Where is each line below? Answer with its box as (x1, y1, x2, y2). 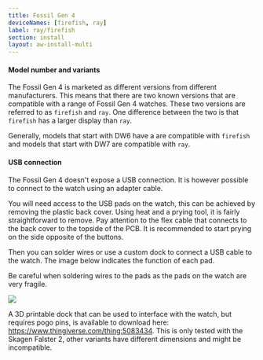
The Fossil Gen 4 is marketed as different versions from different (8, 83, 217, 92)
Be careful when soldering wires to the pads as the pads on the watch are (8, 270, 247, 280)
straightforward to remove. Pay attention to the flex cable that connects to (8, 215, 247, 225)
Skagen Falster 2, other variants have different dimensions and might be (8, 334, 242, 343)
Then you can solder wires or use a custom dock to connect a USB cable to (8, 247, 253, 256)
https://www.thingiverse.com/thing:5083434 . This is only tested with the (8, 325, 243, 335)
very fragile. (8, 279, 47, 288)
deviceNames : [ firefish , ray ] (8, 19, 108, 27)
